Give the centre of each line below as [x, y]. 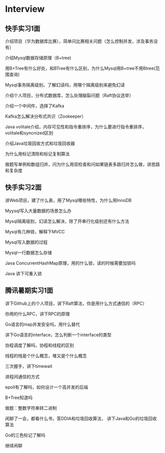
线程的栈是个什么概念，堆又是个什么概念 [46, 356]
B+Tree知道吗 [19, 397]
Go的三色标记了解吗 [25, 435]
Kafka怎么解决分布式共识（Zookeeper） [46, 116]
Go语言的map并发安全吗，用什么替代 [42, 324]
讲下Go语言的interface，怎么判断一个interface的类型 [58, 335]
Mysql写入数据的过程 [26, 242]
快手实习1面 [23, 28]
